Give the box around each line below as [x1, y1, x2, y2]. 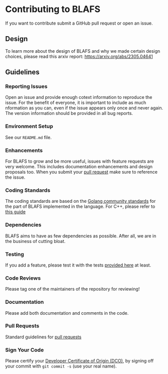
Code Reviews [5, 275, 41, 282]
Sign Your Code [5, 346, 44, 353]
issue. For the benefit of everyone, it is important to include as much [5, 99, 146, 106]
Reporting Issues [5, 83, 48, 90]
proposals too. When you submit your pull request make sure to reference [5, 169, 158, 175]
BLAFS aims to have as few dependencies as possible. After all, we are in [5, 232, 156, 239]
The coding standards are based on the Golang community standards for [5, 198, 156, 204]
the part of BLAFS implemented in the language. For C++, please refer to [5, 203, 155, 209]
